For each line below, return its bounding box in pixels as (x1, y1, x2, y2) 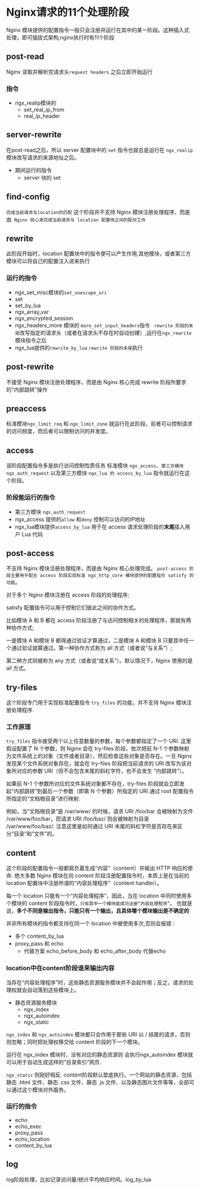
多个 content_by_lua (14, 932, 64, 940)
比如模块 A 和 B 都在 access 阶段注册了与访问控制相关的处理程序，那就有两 (6, 617, 192, 624)
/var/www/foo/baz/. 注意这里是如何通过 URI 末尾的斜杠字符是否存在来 (6, 823, 178, 830)
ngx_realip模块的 (14, 99, 57, 106)
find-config (6, 192, 50, 202)
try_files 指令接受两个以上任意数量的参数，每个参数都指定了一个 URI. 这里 (6, 737, 192, 745)
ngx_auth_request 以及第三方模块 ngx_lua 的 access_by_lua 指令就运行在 (6, 469, 185, 477)
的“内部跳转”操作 (6, 386, 48, 393)
